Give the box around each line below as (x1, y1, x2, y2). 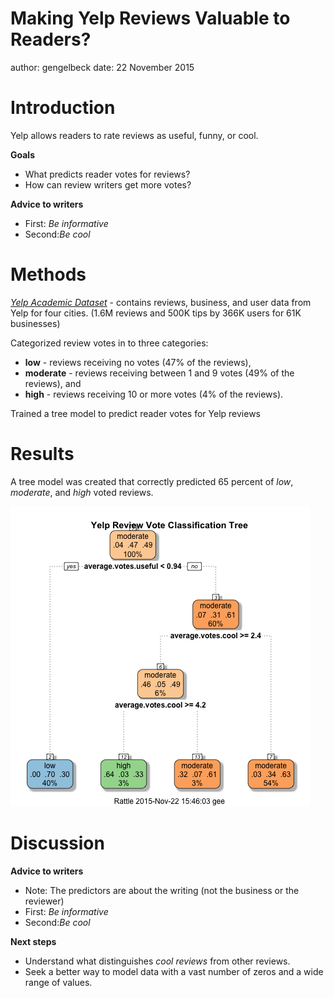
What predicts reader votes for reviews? (24, 168, 191, 180)
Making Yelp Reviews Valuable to (10, 7, 291, 30)
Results (10, 443, 75, 465)
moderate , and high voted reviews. (10, 486, 154, 498)
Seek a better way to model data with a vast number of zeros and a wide (24, 965, 324, 977)
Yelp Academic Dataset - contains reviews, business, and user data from (10, 296, 312, 308)
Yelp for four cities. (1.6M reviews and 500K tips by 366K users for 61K (10, 307, 302, 319)
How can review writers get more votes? (24, 178, 192, 191)
